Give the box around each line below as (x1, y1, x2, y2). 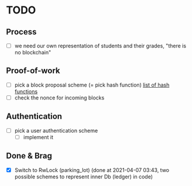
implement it (23, 133, 54, 140)
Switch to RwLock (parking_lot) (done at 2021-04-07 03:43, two (14, 166, 170, 173)
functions (14, 88, 38, 95)
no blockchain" (14, 49, 52, 56)
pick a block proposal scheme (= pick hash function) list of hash (14, 81, 170, 88)
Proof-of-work (6, 66, 60, 76)
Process (6, 27, 37, 37)
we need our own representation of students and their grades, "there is (14, 42, 186, 49)
